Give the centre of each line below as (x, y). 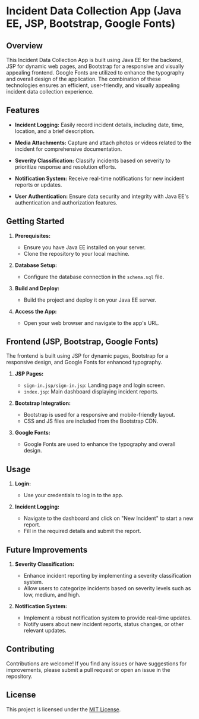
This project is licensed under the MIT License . (64, 709)
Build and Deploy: (37, 288)
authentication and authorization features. (66, 202)
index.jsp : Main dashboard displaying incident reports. (91, 392)
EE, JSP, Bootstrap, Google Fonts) (91, 24)
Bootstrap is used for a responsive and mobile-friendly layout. (99, 415)
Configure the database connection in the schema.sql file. (94, 277)
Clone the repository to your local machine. (76, 253)
